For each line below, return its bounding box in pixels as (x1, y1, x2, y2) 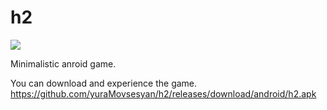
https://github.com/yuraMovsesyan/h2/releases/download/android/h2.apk (10, 87, 317, 100)
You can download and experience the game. (10, 77, 198, 89)
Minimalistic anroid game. (10, 57, 117, 70)
